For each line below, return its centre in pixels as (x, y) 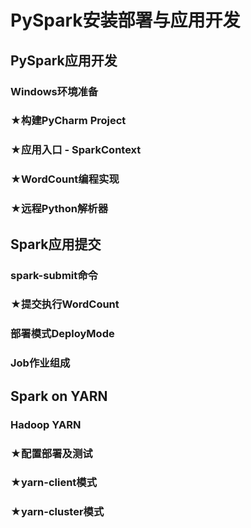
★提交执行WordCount (65, 304)
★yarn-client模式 (54, 483)
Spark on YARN (59, 396)
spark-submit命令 (54, 275)
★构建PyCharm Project (68, 121)
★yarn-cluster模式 (57, 512)
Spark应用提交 (56, 244)
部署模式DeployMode (62, 334)
